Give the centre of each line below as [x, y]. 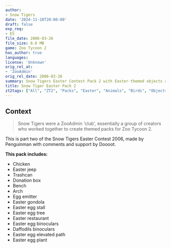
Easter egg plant [30, 240]
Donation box [27, 180]
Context [18, 111]
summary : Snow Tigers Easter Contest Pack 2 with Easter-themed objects [84, 81]
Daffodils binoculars [34, 229]
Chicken [21, 164]
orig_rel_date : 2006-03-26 [34, 77]
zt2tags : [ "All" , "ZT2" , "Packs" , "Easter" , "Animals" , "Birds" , [76, 91]
